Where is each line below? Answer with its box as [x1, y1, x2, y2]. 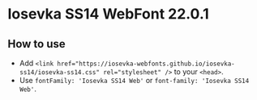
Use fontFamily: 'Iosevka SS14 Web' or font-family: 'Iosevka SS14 [19, 76, 250, 85]
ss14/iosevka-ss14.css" [19, 69, 101, 77]
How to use [7, 37, 66, 51]
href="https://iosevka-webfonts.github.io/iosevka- [57, 60, 236, 68]
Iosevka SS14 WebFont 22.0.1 [7, 5, 210, 23]
